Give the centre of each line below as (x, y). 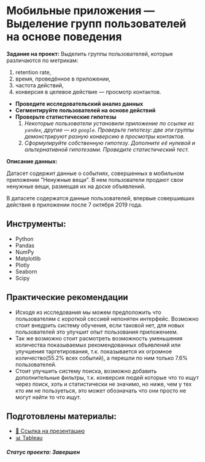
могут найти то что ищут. (48, 397)
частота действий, (39, 85)
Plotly (22, 265)
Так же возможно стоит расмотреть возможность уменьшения (99, 338)
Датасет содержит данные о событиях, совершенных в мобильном (95, 173)
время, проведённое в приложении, (63, 79)
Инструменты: (36, 224)
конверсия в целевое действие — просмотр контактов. (88, 92)
